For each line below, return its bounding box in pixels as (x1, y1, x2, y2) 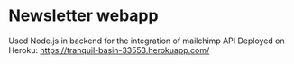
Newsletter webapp (8, 5, 159, 26)
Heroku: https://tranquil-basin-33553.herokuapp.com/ (8, 44, 210, 55)
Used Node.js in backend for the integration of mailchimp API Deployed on (8, 35, 285, 46)
